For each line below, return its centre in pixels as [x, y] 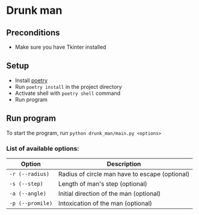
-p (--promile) [31, 203]
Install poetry [31, 80]
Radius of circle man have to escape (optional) [124, 174]
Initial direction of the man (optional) [109, 193]
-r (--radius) [29, 174]
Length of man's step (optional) [103, 184]
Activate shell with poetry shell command [68, 93]
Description [124, 164]
